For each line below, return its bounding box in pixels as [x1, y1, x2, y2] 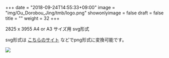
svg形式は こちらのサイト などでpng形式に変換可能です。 [5, 37, 127, 43]
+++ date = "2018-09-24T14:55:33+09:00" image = [5, 5, 116, 10]
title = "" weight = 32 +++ [5, 15, 60, 21]
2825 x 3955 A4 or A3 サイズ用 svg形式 [5, 26, 90, 32]
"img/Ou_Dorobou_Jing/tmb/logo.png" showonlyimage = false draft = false [5, 10, 164, 16]
